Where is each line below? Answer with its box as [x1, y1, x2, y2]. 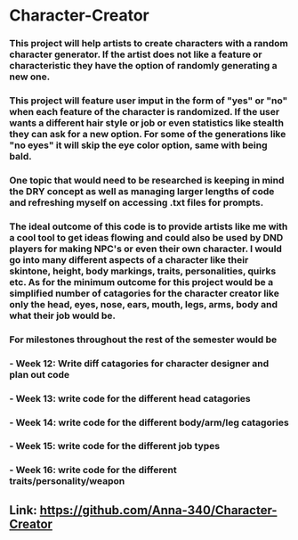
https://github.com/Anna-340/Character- [39, 503, 278, 518]
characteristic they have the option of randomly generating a [9, 60, 278, 72]
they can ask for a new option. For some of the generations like [9, 128, 286, 141]
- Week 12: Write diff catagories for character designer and [9, 357, 270, 370]
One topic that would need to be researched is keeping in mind [9, 174, 285, 186]
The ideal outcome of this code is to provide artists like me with [9, 220, 288, 233]
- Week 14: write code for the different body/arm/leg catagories [9, 416, 289, 429]
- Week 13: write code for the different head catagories [9, 392, 251, 405]
